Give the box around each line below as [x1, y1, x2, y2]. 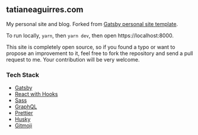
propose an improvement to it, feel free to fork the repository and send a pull [6, 50, 194, 57]
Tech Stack [6, 70, 40, 79]
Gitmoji [14, 122, 33, 129]
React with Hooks [14, 91, 58, 98]
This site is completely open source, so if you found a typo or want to [6, 43, 175, 50]
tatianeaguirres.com [6, 5, 84, 15]
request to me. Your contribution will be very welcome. [6, 56, 140, 63]
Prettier [14, 110, 33, 117]
